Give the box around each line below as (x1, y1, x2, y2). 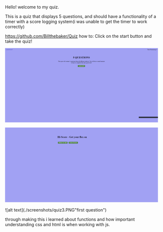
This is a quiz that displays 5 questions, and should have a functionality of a (5, 14, 156, 19)
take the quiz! (5, 38, 33, 44)
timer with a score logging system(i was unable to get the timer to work (5, 19, 147, 24)
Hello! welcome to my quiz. (5, 4, 59, 10)
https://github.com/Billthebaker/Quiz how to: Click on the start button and (5, 33, 152, 39)
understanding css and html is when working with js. (5, 221, 110, 227)
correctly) (5, 24, 25, 30)
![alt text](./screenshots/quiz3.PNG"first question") (5, 207, 107, 213)
